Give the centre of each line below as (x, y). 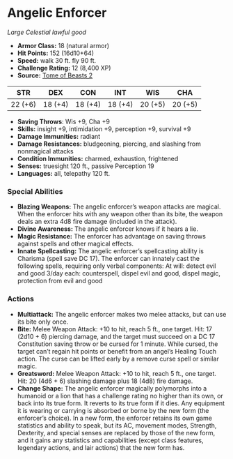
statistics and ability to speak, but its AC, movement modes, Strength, (117, 425)
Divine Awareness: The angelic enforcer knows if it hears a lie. (107, 229)
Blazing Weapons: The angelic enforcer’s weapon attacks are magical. (119, 206)
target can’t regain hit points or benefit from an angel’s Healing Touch (117, 351)
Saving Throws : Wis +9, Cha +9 (63, 121)
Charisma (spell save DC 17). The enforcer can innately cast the (109, 259)
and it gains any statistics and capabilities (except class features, (110, 440)
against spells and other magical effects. (75, 244)
